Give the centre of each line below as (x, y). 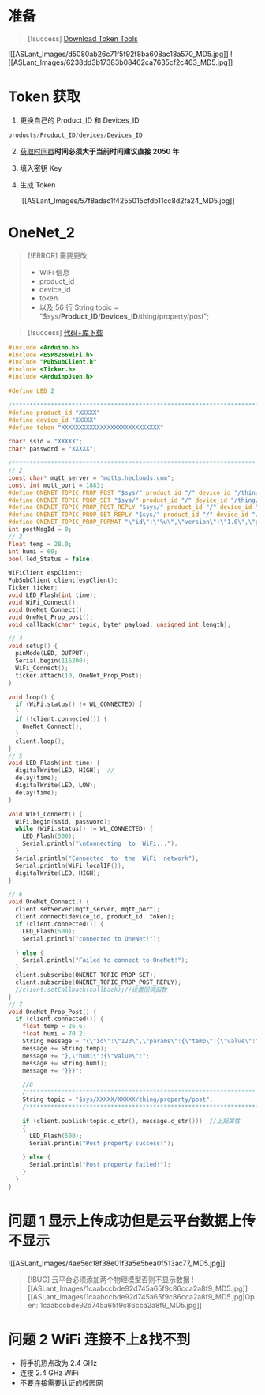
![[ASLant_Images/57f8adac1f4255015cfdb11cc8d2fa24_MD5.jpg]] (127, 200)
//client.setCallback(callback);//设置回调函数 (91, 990)
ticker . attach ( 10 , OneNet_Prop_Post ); (79, 675)
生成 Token (37, 185)
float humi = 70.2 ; (54, 1034)
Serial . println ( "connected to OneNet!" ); (91, 939)
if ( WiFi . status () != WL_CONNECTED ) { (79, 704)
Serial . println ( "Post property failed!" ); (100, 1165)
